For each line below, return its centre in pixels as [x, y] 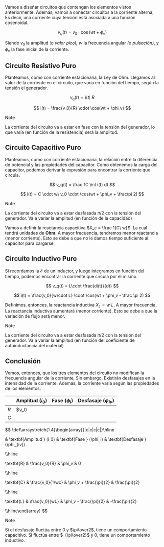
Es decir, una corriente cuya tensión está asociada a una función [70, 17]
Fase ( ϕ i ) [62, 401]
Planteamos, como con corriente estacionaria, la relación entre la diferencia [81, 159]
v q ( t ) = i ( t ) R [82, 98]
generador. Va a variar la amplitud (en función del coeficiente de [70, 340]
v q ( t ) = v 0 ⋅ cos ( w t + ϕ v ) [82, 33]
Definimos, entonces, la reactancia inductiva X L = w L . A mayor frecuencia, [81, 305]
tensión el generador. [26, 88]
